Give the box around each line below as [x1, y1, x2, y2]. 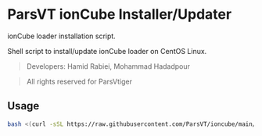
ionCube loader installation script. [7, 31, 117, 41]
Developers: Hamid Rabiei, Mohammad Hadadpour [26, 61, 191, 71]
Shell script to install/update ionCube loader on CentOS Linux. [7, 46, 207, 55]
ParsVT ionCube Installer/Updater [7, 5, 232, 23]
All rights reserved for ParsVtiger [26, 77, 132, 86]
